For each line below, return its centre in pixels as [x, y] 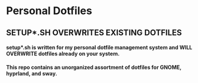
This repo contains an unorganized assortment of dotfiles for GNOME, [94, 67]
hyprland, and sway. [32, 73]
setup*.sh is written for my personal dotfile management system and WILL [99, 48]
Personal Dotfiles [49, 11]
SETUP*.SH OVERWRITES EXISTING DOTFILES [94, 33]
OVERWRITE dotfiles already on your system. [63, 54]
